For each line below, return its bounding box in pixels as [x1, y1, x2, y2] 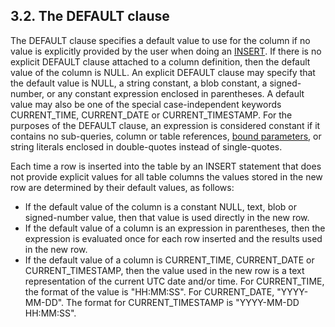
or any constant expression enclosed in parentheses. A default [46, 87, 305, 99]
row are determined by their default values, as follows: [10, 181, 235, 193]
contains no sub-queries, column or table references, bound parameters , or [10, 130, 322, 142]
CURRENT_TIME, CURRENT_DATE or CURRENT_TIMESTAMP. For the [10, 109, 293, 121]
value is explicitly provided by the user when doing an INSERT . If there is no [10, 45, 322, 57]
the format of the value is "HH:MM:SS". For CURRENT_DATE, [24, 285, 275, 298]
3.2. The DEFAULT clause [10, 8, 170, 25]
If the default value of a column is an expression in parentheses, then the [24, 222, 326, 234]
